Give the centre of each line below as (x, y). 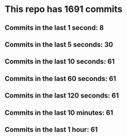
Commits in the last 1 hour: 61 (51, 129)
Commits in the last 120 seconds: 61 (62, 96)
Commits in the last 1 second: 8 (54, 28)
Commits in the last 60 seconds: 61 (60, 78)
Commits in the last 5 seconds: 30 (59, 44)
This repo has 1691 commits (64, 9)
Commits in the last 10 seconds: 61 (60, 62)
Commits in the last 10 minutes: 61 (59, 113)
